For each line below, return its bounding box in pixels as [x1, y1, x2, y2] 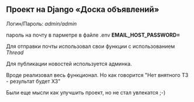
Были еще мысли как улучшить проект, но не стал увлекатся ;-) [6, 89, 166, 96]
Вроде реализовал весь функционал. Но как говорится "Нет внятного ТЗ [6, 71, 189, 78]
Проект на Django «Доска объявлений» [6, 5, 160, 15]
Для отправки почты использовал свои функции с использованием [6, 43, 175, 50]
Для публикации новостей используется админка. [6, 60, 133, 67]
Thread [6, 49, 24, 56]
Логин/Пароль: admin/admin [6, 20, 77, 27]
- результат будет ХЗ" [6, 78, 61, 85]
